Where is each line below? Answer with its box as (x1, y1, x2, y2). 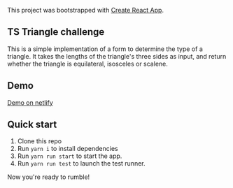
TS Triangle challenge (7, 26, 105, 38)
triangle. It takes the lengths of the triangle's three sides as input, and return (7, 52, 227, 60)
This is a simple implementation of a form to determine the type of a (7, 45, 203, 53)
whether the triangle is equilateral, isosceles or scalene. (7, 59, 168, 68)
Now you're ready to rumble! (7, 173, 90, 181)
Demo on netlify (7, 98, 54, 107)
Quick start (7, 119, 57, 131)
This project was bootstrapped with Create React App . (7, 6, 164, 14)
